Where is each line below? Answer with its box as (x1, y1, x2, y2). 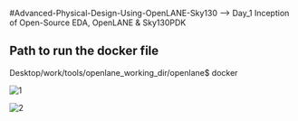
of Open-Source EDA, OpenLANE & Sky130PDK (9, 17, 187, 28)
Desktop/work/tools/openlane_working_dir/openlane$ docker (9, 67, 238, 78)
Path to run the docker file (9, 43, 159, 59)
